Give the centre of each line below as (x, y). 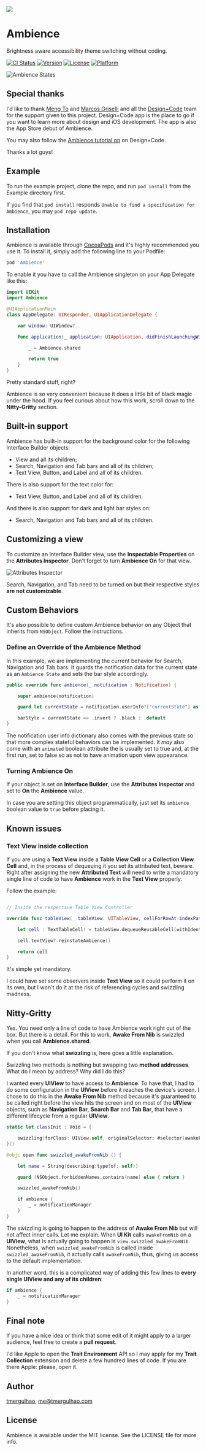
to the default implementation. (44, 1260)
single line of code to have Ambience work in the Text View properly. (94, 879)
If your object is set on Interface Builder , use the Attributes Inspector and (101, 784)
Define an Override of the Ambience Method (74, 647)
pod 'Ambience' (26, 263)
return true (44, 359)
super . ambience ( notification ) (56, 696)
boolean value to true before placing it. (56, 809)
